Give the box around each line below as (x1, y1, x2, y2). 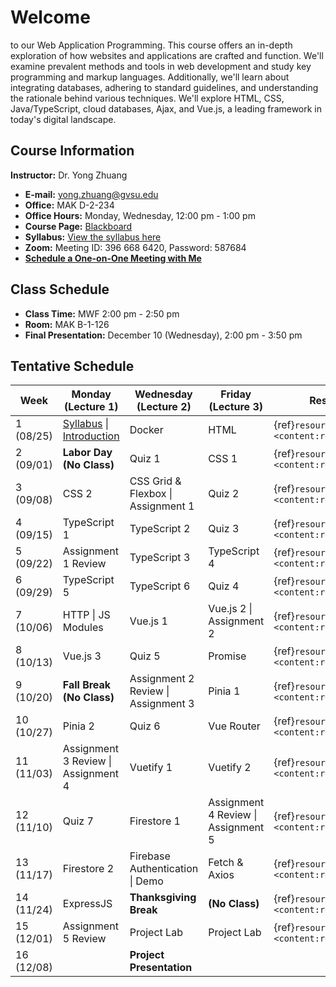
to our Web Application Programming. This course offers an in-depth (10, 39, 293, 51)
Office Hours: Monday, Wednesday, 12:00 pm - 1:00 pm (24, 209, 256, 221)
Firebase (129, 849, 171, 863)
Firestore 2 (62, 862, 115, 876)
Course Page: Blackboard (24, 220, 133, 232)
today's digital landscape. (10, 113, 117, 125)
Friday (220, 387, 252, 401)
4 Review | (208, 808, 258, 822)
